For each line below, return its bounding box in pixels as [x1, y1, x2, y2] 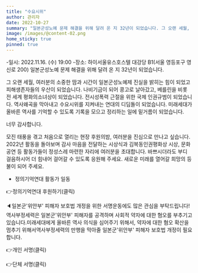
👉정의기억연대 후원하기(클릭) [6, 187, 75, 195]
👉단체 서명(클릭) [6, 261, 47, 268]
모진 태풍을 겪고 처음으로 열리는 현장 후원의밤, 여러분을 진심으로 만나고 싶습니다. [6, 133, 191, 140]
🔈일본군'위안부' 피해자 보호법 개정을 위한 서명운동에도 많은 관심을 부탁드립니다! [6, 202, 190, 209]
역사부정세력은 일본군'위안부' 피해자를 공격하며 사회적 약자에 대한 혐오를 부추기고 [6, 211, 193, 219]
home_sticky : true [6, 36, 51, 42]
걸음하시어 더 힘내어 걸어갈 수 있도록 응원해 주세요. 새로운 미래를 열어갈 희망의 [6, 155, 186, 162]
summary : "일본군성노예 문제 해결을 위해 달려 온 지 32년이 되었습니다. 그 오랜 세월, [6, 25, 190, 31]
